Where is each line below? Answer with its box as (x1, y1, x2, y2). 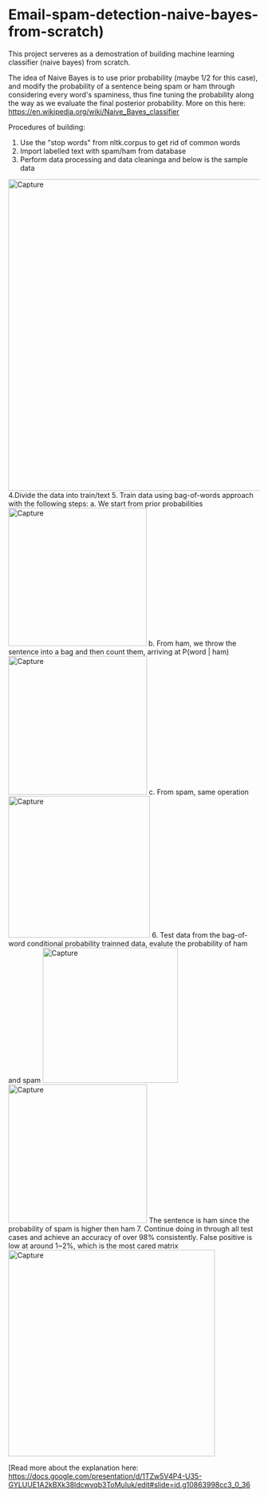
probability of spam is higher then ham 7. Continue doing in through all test (8, 1223, 254, 1234)
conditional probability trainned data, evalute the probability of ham (26, 938, 248, 948)
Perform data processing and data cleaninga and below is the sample (19, 154, 249, 164)
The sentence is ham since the (148, 1215, 250, 1225)
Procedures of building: (8, 122, 85, 132)
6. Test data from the (151, 930, 221, 939)
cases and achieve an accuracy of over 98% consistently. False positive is (8, 1232, 253, 1242)
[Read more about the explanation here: (8, 1463, 139, 1472)
